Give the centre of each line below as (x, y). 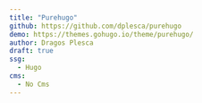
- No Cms (34, 84)
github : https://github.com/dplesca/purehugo (95, 26)
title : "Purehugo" (43, 17)
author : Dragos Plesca (51, 43)
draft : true (31, 51)
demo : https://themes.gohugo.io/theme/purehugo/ (101, 34)
